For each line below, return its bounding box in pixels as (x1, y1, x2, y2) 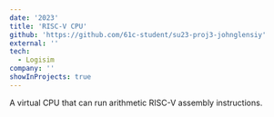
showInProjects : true (9, 73, 92, 82)
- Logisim (17, 55, 55, 64)
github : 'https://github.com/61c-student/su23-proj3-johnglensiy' (9, 30, 267, 39)
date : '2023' (9, 13, 59, 23)
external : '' (9, 38, 59, 48)
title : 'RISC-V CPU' (9, 22, 88, 31)
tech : (9, 47, 30, 56)
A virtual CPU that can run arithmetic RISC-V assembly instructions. (9, 97, 263, 108)
